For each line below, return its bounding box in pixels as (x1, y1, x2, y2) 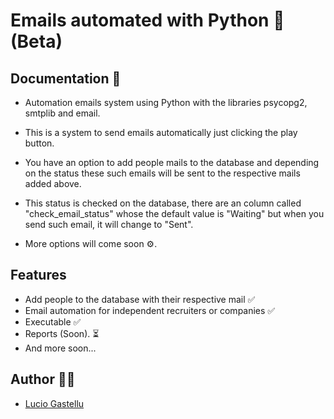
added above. (24, 178, 82, 189)
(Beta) (10, 30, 63, 53)
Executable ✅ (24, 315, 82, 328)
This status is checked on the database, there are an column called (24, 197, 302, 209)
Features (10, 267, 67, 284)
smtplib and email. (24, 107, 101, 119)
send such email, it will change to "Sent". (24, 219, 194, 230)
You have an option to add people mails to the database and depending (24, 157, 320, 168)
